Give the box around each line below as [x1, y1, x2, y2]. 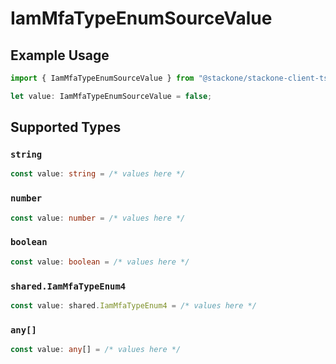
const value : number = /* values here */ [10, 213, 186, 223]
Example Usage [10, 47, 110, 64]
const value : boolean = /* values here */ [10, 257, 190, 267]
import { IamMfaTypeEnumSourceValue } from [10, 73, 195, 83]
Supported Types [10, 119, 122, 136]
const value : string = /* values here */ [10, 169, 186, 179]
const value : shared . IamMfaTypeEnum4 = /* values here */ [10, 300, 257, 311]
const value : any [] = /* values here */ [10, 345, 182, 355]
